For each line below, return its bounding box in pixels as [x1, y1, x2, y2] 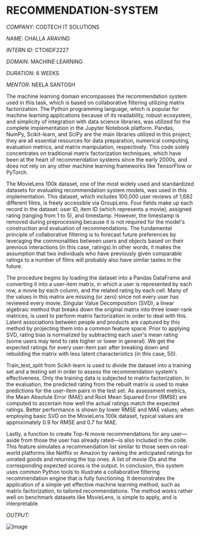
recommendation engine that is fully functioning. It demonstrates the [6, 475, 175, 482]
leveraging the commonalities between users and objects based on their [6, 237, 184, 244]
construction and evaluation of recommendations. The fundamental [6, 224, 172, 231]
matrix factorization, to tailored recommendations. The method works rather [6, 487, 193, 494]
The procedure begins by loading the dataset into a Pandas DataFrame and [6, 274, 191, 281]
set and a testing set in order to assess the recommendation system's [6, 368, 178, 375]
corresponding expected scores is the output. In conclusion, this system [6, 461, 184, 469]
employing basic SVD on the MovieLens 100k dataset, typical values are [6, 412, 183, 419]
